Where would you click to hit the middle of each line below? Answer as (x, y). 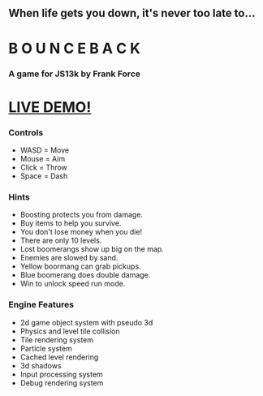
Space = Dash (44, 176)
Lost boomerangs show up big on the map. (92, 249)
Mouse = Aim (43, 158)
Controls (26, 132)
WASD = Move (45, 150)
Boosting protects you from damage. (82, 215)
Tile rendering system (57, 339)
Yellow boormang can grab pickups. (80, 266)
